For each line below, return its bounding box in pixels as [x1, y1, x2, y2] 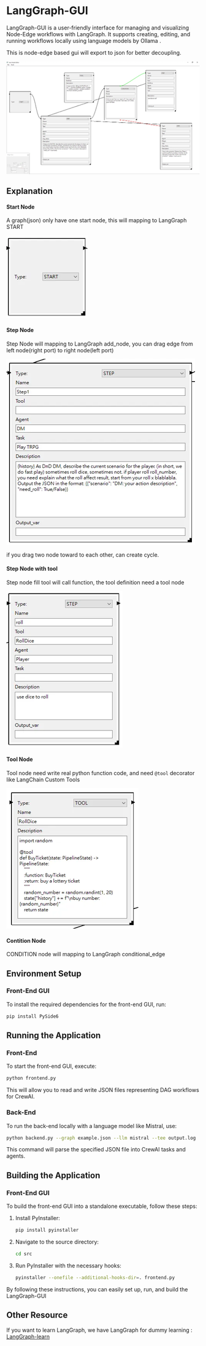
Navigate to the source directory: [15, 1238, 99, 1246]
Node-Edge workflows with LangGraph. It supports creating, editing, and [6, 30, 191, 37]
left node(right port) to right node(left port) [6, 346, 114, 354]
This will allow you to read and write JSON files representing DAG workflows [6, 1086, 199, 1094]
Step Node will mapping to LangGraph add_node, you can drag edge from [6, 340, 193, 347]
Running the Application [6, 1031, 101, 1041]
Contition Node [6, 937, 46, 944]
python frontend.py [6, 1075, 56, 1081]
